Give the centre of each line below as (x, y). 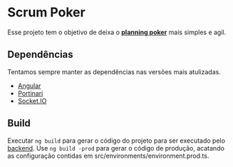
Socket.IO (32, 101)
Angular (29, 86)
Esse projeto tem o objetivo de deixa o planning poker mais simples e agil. (117, 32)
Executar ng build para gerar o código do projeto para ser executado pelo (116, 141)
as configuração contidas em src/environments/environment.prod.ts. (108, 156)
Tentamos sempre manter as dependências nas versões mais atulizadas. (114, 71)
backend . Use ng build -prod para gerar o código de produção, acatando (116, 148)
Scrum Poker (46, 12)
